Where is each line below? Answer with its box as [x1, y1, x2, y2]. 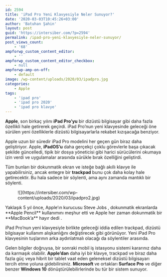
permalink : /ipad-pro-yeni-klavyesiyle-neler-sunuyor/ [5, 35, 122, 40]
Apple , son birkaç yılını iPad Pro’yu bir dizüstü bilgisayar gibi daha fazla [5, 118, 153, 124]
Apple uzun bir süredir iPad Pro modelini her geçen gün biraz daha [5, 138, 142, 144]
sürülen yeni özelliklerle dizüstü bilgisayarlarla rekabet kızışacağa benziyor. [5, 129, 160, 135]
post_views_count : [5, 40, 43, 45]
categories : [5, 81, 30, 86]
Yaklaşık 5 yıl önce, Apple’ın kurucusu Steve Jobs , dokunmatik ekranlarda [5, 205, 158, 210]
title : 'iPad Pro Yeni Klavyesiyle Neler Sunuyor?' [5, 12, 115, 17]
